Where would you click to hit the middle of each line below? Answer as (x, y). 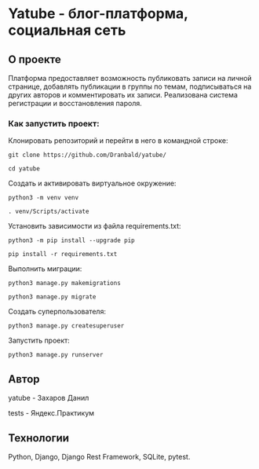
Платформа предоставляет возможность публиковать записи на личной (130, 78)
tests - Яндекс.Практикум (51, 413)
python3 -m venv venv (44, 198)
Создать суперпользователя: (57, 312)
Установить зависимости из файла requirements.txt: (95, 226)
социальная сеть (67, 30)
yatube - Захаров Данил (49, 398)
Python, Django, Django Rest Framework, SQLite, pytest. (99, 456)
